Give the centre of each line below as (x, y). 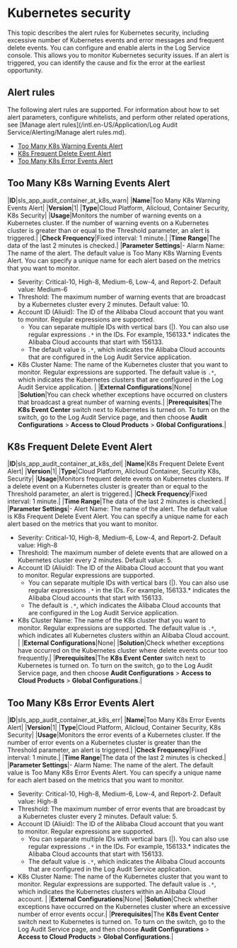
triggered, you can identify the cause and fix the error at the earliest (106, 62)
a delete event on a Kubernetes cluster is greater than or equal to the (108, 486)
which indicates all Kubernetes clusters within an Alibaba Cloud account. (123, 636)
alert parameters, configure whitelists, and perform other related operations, (118, 117)
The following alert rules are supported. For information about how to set (113, 109)
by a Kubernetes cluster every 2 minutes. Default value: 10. (103, 304)
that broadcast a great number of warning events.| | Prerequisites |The (120, 402)
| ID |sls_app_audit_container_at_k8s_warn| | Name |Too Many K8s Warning (114, 200)
